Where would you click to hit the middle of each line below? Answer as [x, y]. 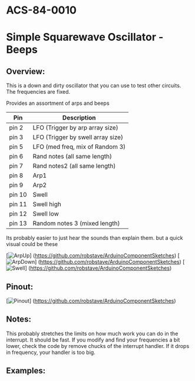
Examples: [26, 371]
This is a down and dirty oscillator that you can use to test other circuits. [94, 85]
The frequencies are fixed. [38, 92]
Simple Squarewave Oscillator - [85, 37]
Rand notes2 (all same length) [74, 166]
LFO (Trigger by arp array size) [76, 128]
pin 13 [18, 223]
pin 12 [18, 214]
